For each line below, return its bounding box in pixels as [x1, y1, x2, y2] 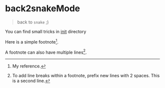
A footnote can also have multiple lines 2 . [5, 48, 87, 55]
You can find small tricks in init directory [5, 28, 86, 34]
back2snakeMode [5, 3, 80, 14]
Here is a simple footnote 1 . [5, 38, 59, 44]
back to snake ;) [17, 19, 49, 25]
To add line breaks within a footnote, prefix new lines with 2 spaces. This [12, 73, 160, 79]
